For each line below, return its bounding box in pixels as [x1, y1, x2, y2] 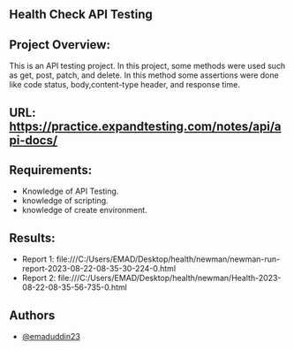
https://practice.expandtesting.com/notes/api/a [9, 118, 282, 133]
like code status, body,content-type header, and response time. [9, 80, 240, 90]
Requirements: [9, 163, 93, 178]
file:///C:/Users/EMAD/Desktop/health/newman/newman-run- [56, 254, 281, 264]
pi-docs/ [9, 133, 58, 148]
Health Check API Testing [9, 7, 153, 22]
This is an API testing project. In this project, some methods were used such [9, 61, 286, 72]
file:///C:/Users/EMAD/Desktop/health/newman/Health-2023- [57, 273, 282, 284]
